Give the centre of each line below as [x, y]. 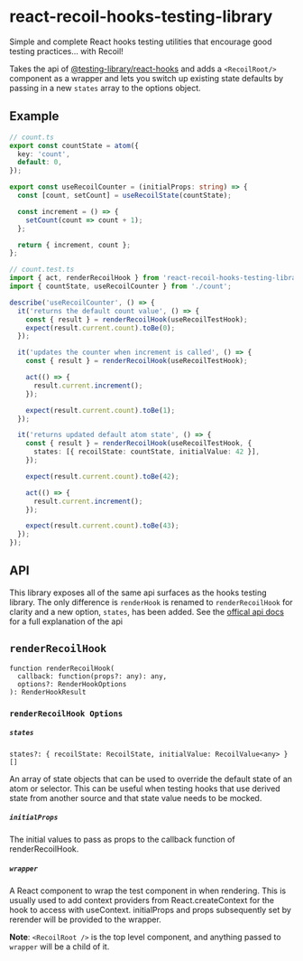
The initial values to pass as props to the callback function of [123, 840]
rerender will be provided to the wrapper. [86, 919]
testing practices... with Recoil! [66, 51]
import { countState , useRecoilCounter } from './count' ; [120, 286]
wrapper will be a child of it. [60, 947]
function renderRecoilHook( [62, 668]
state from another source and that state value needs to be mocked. [136, 798]
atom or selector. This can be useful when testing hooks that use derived [145, 788]
